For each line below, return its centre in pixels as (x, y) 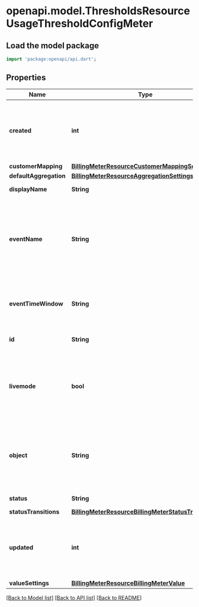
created (20, 130)
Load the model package (53, 45)
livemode (23, 386)
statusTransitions (34, 511)
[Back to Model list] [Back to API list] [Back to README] (74, 597)
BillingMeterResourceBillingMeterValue (128, 583)
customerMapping (36, 166)
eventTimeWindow (36, 303)
